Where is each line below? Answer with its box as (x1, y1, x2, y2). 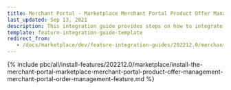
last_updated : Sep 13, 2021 (7, 16, 88, 23)
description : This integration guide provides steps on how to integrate (7, 22, 223, 29)
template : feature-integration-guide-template (7, 29, 143, 36)
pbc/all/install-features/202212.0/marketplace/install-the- (39, 61, 203, 68)
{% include (7, 61, 38, 68)
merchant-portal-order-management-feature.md (7, 75, 145, 82)
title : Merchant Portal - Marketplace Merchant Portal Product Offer (7, 10, 211, 17)
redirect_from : (7, 35, 51, 42)
